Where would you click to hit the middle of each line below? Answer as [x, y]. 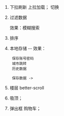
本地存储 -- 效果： [28, 48]
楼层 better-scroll [27, 88]
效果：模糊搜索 [24, 28]
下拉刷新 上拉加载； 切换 [34, 7]
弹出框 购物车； [25, 108]
